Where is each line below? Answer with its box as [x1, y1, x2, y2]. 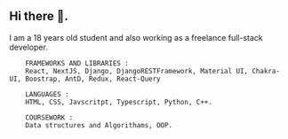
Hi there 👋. [9, 9, 68, 24]
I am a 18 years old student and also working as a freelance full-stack [9, 32, 264, 42]
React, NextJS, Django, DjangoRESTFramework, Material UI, [25, 66, 249, 75]
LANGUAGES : [25, 89, 69, 98]
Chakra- [252, 66, 280, 75]
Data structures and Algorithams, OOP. [25, 120, 173, 129]
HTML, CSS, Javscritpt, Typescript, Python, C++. [25, 97, 213, 106]
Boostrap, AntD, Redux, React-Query [25, 74, 162, 83]
